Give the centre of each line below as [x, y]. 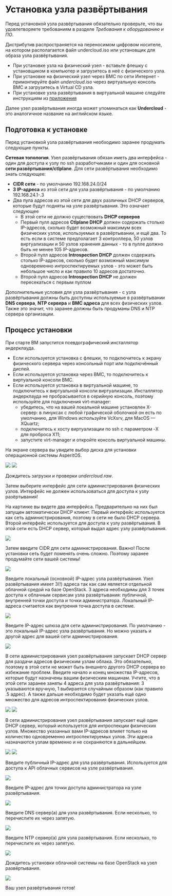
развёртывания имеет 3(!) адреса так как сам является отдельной [79, 584]
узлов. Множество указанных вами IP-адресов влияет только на [77, 731]
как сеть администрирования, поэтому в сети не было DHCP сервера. [83, 517]
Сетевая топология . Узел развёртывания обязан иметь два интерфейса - [86, 157]
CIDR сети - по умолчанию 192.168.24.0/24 [60, 184]
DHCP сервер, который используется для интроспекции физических [81, 725]
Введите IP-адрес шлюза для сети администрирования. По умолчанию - [85, 625]
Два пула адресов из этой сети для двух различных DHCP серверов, [89, 200]
